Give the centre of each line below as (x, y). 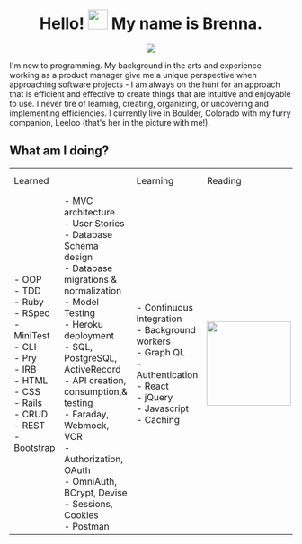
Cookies (81, 514)
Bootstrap (35, 447)
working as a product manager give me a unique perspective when (133, 75)
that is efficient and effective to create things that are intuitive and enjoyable (150, 93)
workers (153, 341)
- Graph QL (161, 352)
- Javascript (163, 408)
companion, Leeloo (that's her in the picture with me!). (110, 122)
